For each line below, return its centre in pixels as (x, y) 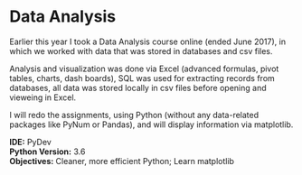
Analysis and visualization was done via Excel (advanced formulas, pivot (144, 69)
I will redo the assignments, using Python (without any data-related (134, 115)
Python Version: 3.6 (47, 152)
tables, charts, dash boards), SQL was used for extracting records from (142, 78)
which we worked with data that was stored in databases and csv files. (141, 51)
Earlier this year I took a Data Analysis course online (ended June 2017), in (148, 41)
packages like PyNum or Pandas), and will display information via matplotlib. (151, 124)
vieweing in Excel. (43, 97)
